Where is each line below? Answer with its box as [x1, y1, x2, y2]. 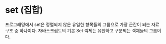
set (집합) [5, 4, 43, 16]
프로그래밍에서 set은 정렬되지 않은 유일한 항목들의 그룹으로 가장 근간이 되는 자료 [5, 22, 160, 27]
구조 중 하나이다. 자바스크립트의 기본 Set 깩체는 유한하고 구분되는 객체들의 [5, 27, 148, 33]
